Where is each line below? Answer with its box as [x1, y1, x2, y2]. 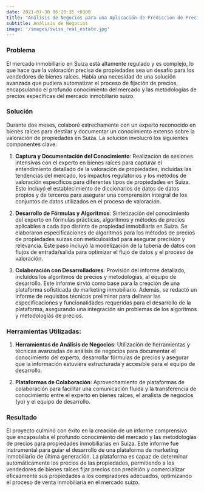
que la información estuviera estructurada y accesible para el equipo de [15, 360, 195, 368]
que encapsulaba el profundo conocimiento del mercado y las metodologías [6, 434, 197, 441]
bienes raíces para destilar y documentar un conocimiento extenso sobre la [6, 127, 195, 135]
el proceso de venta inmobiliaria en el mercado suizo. [6, 479, 140, 486]
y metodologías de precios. [15, 312, 84, 319]
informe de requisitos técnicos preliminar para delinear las [15, 292, 161, 300]
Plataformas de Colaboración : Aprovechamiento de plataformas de [15, 379, 185, 386]
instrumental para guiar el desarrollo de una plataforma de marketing [6, 446, 178, 454]
